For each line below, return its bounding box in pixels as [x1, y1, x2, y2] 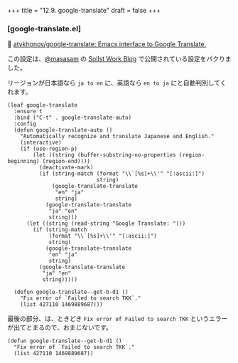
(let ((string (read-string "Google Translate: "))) [26, 220, 186, 227]
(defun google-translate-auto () [13, 127, 113, 134]
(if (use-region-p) [20, 145, 78, 152]
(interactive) [20, 139, 62, 147]
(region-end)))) [42, 158, 91, 165]
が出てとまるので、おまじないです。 [7, 323, 112, 332]
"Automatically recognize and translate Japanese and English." [20, 133, 215, 140]
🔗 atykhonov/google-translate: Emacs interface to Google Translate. [7, 40, 207, 48]
